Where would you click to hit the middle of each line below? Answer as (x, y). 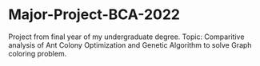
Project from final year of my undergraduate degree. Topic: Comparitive (126, 37)
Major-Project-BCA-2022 (94, 15)
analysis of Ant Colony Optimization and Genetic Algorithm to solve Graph (130, 45)
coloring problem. (38, 53)
